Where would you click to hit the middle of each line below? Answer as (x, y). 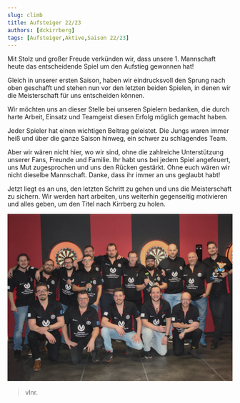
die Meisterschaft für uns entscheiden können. (76, 96)
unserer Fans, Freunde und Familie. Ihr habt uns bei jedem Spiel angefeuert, (119, 160)
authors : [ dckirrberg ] (41, 30)
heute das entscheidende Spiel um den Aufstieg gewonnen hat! (101, 66)
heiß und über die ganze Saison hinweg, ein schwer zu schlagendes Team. (117, 139)
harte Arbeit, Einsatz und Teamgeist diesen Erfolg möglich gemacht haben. (118, 117)
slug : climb (25, 15)
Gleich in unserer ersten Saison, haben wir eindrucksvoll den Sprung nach (116, 80)
